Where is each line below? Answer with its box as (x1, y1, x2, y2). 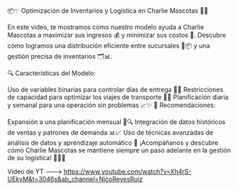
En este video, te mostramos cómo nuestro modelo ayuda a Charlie (7, 23, 205, 31)
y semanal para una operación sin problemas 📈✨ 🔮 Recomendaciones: (7, 101, 216, 109)
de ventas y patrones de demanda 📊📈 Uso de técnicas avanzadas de (7, 128, 213, 137)
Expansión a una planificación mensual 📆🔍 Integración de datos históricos (7, 118, 226, 126)
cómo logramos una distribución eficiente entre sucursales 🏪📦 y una (7, 42, 210, 50)
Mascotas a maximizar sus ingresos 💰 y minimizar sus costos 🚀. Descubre (7, 31, 226, 39)
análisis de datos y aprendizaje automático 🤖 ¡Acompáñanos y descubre (7, 138, 219, 147)
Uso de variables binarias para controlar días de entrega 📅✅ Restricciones (7, 85, 224, 94)
